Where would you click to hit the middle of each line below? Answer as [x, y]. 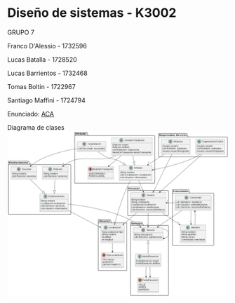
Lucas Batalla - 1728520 [42, 59]
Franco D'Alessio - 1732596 [47, 46]
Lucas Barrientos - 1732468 [47, 73]
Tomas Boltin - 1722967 [41, 86]
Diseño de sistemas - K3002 [92, 13]
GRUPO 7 [21, 32]
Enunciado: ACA [31, 114]
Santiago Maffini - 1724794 [47, 100]
